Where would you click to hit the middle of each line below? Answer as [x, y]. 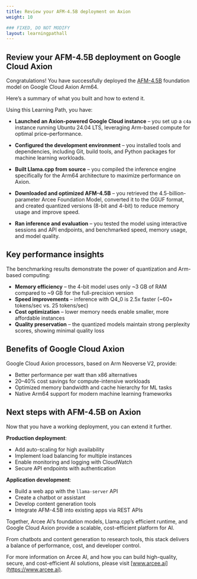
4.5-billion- [172, 193]
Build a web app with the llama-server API [66, 491]
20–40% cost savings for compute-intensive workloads [82, 381]
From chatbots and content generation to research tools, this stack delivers [98, 539]
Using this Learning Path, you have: [49, 110]
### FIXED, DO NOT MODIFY [38, 28]
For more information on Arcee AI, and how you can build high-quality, [92, 557]
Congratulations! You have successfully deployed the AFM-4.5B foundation [98, 81]
